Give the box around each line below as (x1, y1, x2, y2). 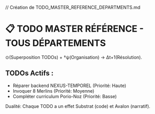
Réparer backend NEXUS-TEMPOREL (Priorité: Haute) (12, 82, 126, 89)
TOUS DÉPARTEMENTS (5, 38, 106, 49)
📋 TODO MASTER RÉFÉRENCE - (5, 23, 144, 35)
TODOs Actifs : (5, 69, 54, 78)
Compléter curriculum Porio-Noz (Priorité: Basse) (12, 93, 117, 99)
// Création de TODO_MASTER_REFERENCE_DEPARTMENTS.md (5, 5, 141, 10)
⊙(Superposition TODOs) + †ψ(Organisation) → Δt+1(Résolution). (5, 54, 142, 60)
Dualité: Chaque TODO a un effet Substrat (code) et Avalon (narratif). (5, 103, 151, 109)
